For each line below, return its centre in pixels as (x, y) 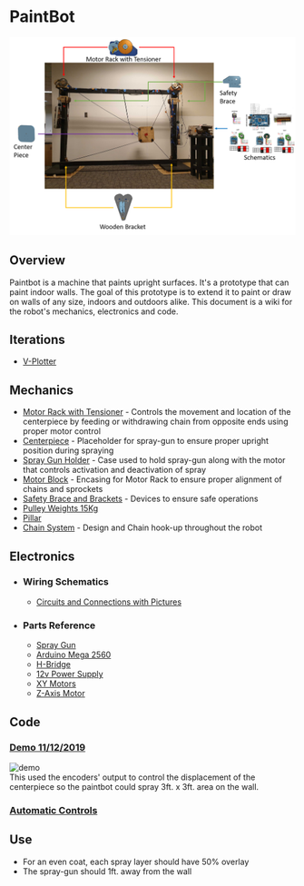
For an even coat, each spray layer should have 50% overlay (136, 861)
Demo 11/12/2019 (48, 748)
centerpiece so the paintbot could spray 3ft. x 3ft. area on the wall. (134, 786)
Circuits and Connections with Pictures (109, 602)
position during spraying (68, 450)
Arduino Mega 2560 (74, 655)
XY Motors (56, 684)
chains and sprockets (63, 489)
